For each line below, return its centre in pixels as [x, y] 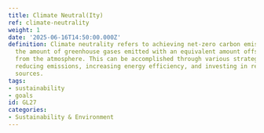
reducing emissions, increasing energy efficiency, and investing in [131, 66]
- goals [21, 95]
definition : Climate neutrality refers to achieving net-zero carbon [125, 45]
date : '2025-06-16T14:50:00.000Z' [65, 37]
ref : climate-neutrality [49, 23]
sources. [29, 74]
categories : [27, 110]
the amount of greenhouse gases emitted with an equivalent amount [128, 52]
